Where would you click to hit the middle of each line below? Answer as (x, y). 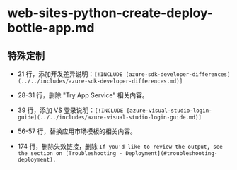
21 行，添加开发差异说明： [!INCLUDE (70, 74)
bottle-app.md (51, 28)
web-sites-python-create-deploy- (110, 13)
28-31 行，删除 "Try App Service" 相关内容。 (83, 95)
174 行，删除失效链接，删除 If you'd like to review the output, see (120, 146)
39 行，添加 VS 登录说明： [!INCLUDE (70, 110)
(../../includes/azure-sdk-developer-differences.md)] (100, 81)
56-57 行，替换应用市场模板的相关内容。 (77, 131)
